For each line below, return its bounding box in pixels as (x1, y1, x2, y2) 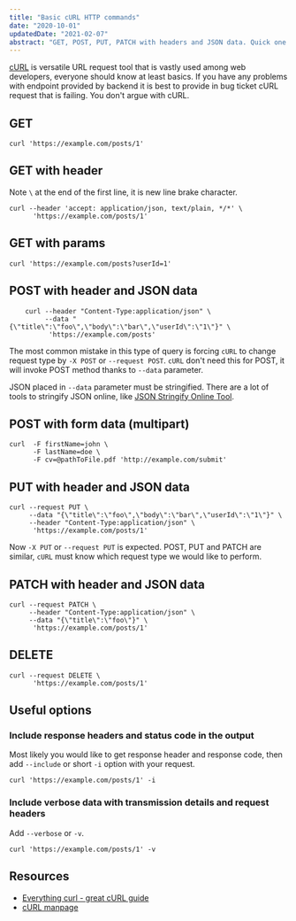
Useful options (9, 703, 92, 718)
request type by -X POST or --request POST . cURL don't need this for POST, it (9, 355, 285, 366)
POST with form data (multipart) (9, 416, 190, 431)
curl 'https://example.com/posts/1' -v (9, 845, 156, 854)
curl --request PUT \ (9, 503, 89, 512)
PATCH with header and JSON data (9, 577, 205, 592)
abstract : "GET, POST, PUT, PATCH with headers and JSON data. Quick (9, 37, 271, 47)
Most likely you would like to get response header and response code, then (9, 749, 283, 760)
